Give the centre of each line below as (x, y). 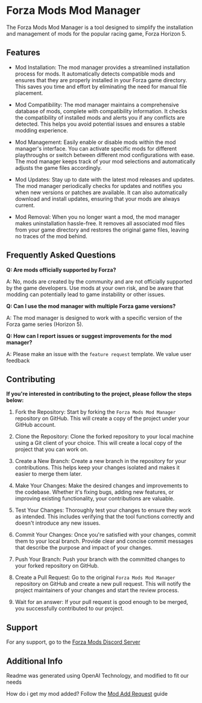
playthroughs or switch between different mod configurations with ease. (105, 155)
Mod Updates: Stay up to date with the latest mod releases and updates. (105, 180)
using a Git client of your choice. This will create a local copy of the (98, 443)
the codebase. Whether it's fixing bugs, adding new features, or (94, 492)
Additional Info (35, 661)
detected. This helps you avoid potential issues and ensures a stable (100, 124)
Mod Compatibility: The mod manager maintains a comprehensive (97, 105)
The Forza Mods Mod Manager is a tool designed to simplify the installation (100, 27)
